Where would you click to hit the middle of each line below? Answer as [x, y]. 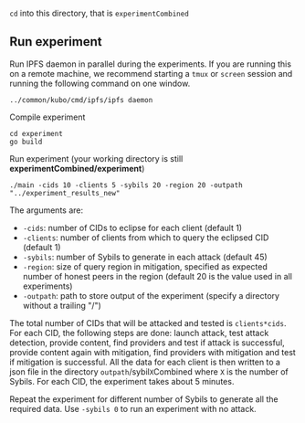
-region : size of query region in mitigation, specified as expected [145, 266]
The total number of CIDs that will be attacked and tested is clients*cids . [148, 323]
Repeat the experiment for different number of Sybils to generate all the [144, 399]
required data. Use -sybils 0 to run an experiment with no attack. [133, 408]
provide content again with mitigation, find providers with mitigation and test [153, 352]
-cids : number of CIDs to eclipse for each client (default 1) [132, 227]
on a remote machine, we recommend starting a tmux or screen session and [151, 73]
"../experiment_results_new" [65, 193]
